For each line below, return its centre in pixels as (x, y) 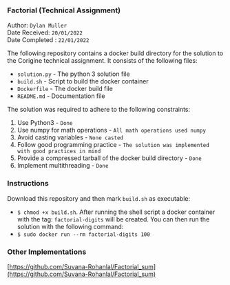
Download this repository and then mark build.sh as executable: (99, 198)
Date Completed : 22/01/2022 (48, 40)
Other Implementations (47, 252)
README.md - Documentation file (61, 96)
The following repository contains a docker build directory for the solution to (115, 53)
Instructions (28, 184)
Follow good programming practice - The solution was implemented (113, 145)
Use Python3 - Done (45, 123)
